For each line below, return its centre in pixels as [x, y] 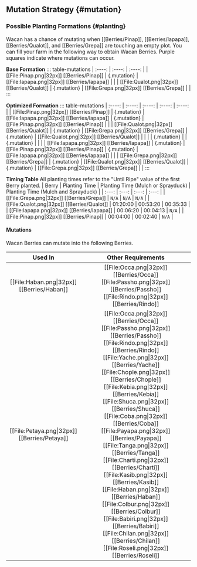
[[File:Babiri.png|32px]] [136, 518]
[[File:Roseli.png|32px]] [136, 548]
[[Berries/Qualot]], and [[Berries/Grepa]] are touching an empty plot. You [94, 45]
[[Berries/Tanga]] [136, 453]
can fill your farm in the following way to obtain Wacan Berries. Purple [90, 52]
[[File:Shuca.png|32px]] [136, 401]
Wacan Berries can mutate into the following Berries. [70, 243]
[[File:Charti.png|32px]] [136, 460]
